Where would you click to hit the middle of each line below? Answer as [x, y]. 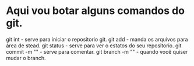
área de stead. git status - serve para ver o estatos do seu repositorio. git [94, 46]
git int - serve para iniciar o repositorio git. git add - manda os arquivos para [97, 39]
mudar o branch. [26, 58]
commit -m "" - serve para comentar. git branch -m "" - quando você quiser [97, 51]
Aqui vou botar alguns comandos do [96, 11]
